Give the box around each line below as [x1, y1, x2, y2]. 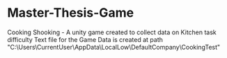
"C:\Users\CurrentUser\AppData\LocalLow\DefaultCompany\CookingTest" [7, 43, 221, 51]
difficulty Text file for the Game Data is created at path [7, 35, 164, 43]
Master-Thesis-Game [7, 5, 134, 21]
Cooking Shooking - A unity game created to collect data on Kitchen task [7, 28, 217, 36]
